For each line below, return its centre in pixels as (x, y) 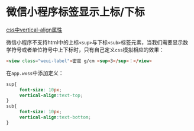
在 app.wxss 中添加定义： (35, 73)
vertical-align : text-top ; (51, 95)
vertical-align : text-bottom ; (55, 117)
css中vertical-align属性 (34, 30)
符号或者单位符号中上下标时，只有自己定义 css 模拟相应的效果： (88, 49)
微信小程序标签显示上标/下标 (75, 12)
